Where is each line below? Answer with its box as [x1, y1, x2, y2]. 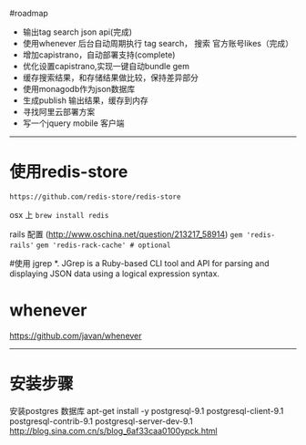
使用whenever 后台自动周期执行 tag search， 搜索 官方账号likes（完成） [22, 38, 294, 48]
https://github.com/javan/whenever [9, 330, 143, 341]
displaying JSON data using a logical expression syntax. [9, 268, 220, 279]
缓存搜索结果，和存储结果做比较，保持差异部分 [22, 72, 199, 83]
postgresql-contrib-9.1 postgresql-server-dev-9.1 [9, 415, 193, 427]
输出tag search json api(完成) [22, 26, 133, 37]
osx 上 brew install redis [9, 209, 109, 220]
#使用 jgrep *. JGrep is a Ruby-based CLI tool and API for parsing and [9, 257, 270, 268]
